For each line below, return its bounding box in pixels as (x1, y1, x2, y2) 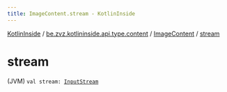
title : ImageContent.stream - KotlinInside (7, 10, 136, 17)
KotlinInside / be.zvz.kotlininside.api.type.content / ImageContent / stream (7, 29, 220, 38)
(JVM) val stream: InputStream (7, 77, 99, 85)
